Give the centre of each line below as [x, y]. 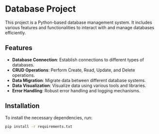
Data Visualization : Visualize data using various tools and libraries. [79, 85]
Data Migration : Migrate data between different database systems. [79, 80]
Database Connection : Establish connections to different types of [78, 60]
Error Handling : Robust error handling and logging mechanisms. [76, 90]
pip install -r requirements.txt [39, 126]
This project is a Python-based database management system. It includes [79, 22]
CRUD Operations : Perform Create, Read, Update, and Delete [73, 70]
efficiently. [16, 33]
